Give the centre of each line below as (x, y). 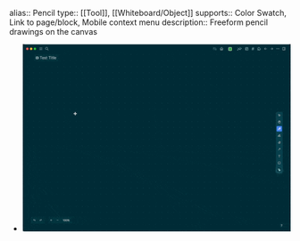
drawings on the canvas (54, 32)
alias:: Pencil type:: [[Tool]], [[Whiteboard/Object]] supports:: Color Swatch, (148, 13)
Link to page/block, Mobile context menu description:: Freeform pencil (139, 22)
